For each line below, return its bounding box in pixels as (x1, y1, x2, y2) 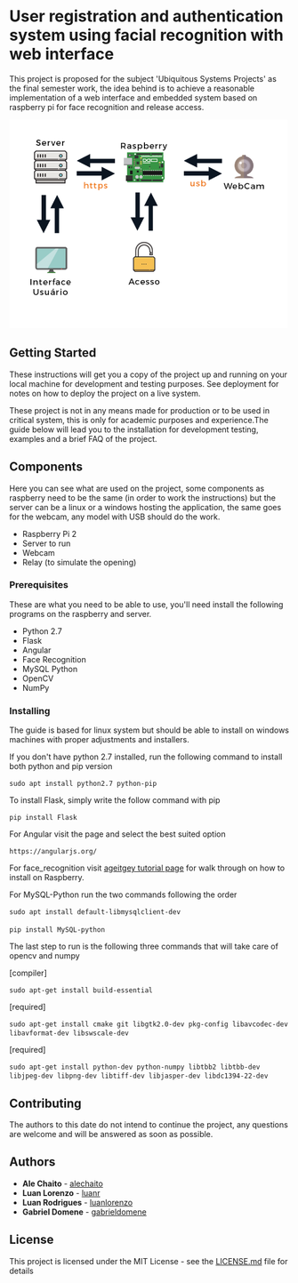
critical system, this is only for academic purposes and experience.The (9, 414, 269, 425)
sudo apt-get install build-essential (9, 986, 153, 995)
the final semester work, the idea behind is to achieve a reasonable (9, 83, 255, 93)
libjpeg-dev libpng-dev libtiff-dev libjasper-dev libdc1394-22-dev (9, 1071, 269, 1081)
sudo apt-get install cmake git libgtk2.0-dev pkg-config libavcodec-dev (9, 1020, 289, 1029)
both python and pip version (9, 761, 113, 772)
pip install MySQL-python (9, 926, 105, 934)
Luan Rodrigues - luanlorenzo (21, 1197, 133, 1207)
